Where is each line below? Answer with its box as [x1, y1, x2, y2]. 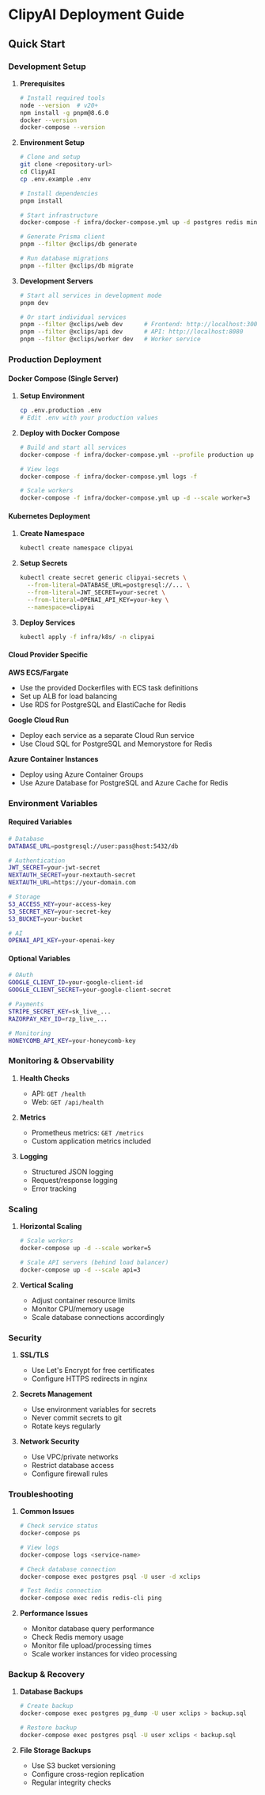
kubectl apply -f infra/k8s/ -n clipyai [19, 633, 155, 641]
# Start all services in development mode [19, 291, 162, 299]
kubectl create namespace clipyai [19, 544, 134, 552]
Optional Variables [8, 953, 71, 963]
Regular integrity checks [31, 1778, 112, 1787]
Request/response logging [31, 1175, 119, 1185]
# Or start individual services [19, 313, 127, 321]
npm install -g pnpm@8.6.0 [19, 108, 109, 116]
